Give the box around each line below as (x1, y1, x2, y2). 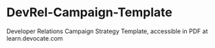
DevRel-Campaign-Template (6, 5, 172, 20)
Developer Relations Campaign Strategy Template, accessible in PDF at (6, 27, 208, 35)
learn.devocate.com (6, 34, 63, 42)
